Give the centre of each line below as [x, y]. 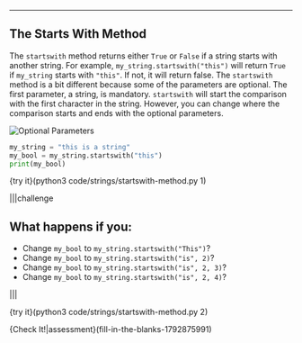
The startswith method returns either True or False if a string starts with [143, 56]
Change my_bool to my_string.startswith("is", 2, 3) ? [124, 267]
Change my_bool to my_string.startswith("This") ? [116, 248]
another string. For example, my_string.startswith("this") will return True [147, 65]
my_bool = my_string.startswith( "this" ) [86, 155]
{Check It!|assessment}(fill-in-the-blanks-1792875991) [111, 329]
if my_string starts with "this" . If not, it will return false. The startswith [141, 75]
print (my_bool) [38, 164]
